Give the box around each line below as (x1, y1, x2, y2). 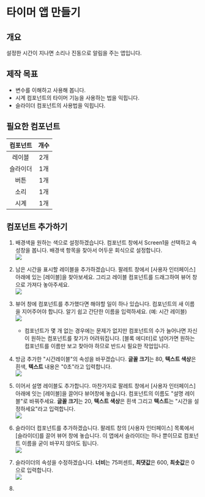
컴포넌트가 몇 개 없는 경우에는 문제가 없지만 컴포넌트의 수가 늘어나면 (24, 327, 187, 335)
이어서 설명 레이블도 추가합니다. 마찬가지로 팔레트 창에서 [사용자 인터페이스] (15, 382, 196, 390)
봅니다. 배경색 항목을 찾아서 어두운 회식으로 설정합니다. (31, 246, 163, 254)
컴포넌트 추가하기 (6, 222, 68, 232)
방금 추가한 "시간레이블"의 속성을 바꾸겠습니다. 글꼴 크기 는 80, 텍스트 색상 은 (15, 355, 196, 363)
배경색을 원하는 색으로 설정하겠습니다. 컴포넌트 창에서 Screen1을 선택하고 (15, 239, 191, 246)
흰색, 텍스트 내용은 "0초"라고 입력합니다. (15, 363, 112, 371)
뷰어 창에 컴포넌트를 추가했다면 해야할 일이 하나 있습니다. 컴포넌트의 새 (15, 300, 184, 308)
